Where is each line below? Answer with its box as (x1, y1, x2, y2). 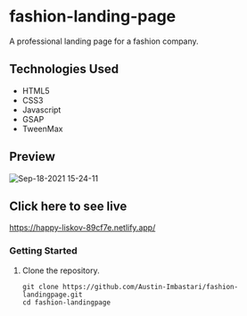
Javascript (21, 104, 62, 115)
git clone (21, 282, 60, 291)
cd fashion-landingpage (21, 297, 111, 307)
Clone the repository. (21, 265, 100, 276)
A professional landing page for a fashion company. (9, 36, 199, 46)
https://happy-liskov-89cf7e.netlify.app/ (9, 222, 156, 233)
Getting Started (9, 245, 78, 257)
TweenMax (21, 123, 63, 134)
